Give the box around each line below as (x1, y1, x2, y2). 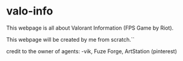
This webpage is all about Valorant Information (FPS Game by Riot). (6, 24, 174, 31)
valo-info (6, 4, 53, 18)
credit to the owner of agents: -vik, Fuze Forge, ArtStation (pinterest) (6, 47, 177, 55)
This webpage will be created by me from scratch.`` (6, 36, 135, 43)
